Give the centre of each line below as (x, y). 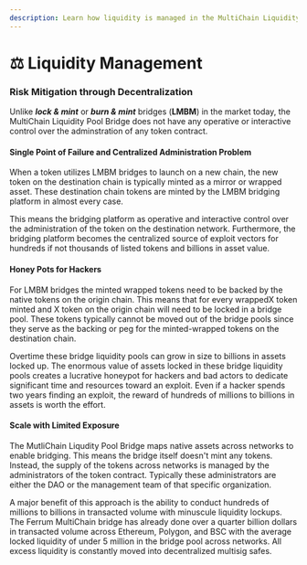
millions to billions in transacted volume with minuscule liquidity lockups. (146, 512)
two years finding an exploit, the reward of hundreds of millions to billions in (152, 395)
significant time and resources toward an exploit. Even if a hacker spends (148, 385)
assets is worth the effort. (58, 404)
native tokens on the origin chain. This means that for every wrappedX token (153, 299)
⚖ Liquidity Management (106, 63)
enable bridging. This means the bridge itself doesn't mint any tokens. (141, 455)
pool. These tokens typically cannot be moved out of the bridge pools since (152, 319)
